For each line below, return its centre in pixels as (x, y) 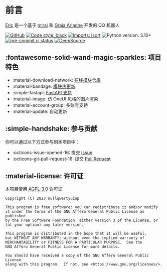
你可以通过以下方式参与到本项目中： (43, 142)
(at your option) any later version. (45, 225)
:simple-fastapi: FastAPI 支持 (42, 92)
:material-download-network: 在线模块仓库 (57, 80)
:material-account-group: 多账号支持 (50, 105)
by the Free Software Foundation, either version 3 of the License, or (81, 221)
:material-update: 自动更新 (40, 111)
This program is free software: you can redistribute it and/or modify (81, 207)
